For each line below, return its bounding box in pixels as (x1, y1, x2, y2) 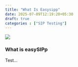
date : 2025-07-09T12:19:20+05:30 (5, 12, 74, 17)
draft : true (5, 16, 29, 21)
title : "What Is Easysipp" (5, 7, 60, 12)
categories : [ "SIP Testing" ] (5, 21, 67, 26)
